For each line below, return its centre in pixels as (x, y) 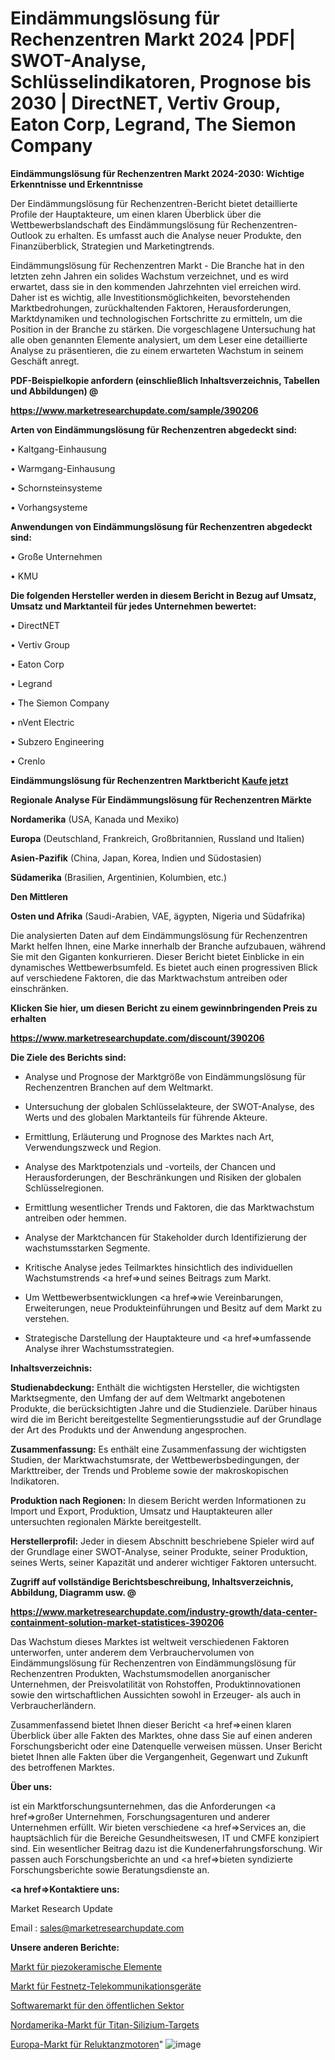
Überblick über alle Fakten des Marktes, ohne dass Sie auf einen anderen (161, 1735)
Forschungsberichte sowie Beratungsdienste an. (110, 1869)
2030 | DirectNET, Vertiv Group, (145, 103)
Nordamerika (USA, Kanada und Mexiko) (95, 819)
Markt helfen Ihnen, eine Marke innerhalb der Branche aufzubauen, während (168, 946)
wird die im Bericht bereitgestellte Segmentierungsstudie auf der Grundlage (166, 1419)
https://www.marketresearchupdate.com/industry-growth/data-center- (164, 1611)
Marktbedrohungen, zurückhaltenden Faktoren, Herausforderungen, (151, 308)
